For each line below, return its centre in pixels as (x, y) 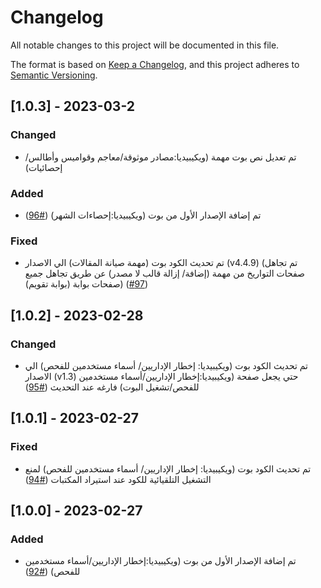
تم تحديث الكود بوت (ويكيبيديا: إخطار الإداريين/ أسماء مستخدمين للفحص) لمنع (168, 468)
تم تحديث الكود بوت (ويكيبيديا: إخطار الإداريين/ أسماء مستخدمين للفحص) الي (166, 365)
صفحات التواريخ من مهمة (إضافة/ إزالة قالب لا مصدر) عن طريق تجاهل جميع (164, 273)
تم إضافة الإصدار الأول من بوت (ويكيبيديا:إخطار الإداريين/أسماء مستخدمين (160, 561)
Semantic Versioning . (54, 75)
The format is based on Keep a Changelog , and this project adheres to (155, 64)
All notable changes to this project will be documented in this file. (145, 45)
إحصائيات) (43, 167)
